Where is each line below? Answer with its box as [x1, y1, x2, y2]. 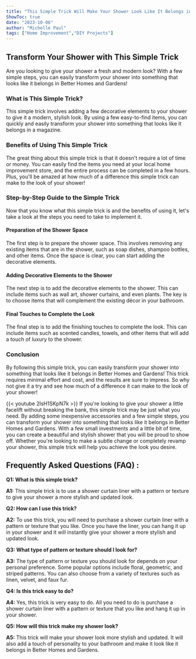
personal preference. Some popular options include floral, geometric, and [6, 564, 183, 571]
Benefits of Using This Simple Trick [6, 141, 108, 149]
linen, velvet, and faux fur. [6, 576, 69, 583]
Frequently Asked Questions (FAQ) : [6, 460, 139, 471]
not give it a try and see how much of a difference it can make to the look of [6, 382, 188, 389]
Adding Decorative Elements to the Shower [6, 271, 113, 278]
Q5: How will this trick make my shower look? [6, 622, 118, 629]
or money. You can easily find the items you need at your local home [6, 160, 171, 167]
